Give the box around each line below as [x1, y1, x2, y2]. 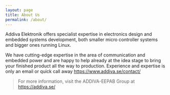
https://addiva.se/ [17, 84, 56, 90]
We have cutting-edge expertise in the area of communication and [5, 52, 145, 58]
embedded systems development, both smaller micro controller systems [5, 36, 158, 43]
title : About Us [5, 12, 40, 17]
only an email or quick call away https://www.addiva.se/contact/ [5, 68, 141, 74]
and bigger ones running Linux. [5, 42, 72, 48]
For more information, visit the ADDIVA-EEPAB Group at [17, 78, 135, 85]
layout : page [5, 7, 33, 13]
